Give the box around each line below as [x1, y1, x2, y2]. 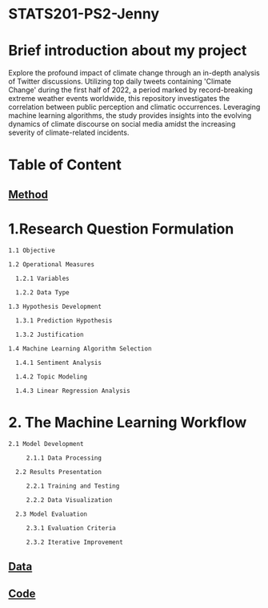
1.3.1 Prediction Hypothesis [15, 316, 113, 325]
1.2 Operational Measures [8, 260, 94, 269]
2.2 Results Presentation [15, 468, 102, 476]
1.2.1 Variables [15, 274, 70, 282]
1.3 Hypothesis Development [8, 302, 102, 310]
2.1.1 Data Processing [26, 454, 102, 462]
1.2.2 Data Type [15, 288, 70, 297]
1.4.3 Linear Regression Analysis [15, 387, 130, 395]
